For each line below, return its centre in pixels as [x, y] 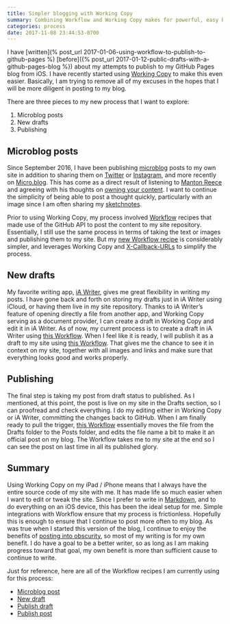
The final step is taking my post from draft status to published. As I [101, 396]
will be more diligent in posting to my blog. [67, 88]
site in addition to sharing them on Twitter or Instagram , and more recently [112, 175]
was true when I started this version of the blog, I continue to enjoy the [107, 528]
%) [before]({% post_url [80, 60]
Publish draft [35, 606]
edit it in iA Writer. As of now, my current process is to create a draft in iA [110, 328]
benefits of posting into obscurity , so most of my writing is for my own [106, 536]
